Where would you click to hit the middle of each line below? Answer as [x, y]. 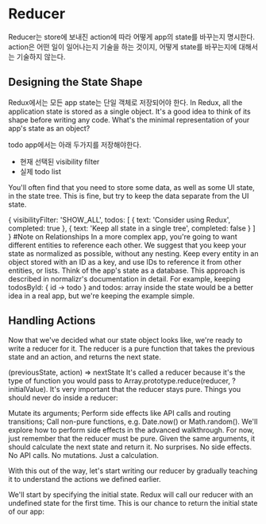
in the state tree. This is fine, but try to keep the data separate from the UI [129, 196]
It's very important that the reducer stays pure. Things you [145, 389]
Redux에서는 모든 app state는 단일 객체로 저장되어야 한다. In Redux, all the [125, 102]
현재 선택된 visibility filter [60, 161]
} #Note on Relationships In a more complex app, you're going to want [123, 236]
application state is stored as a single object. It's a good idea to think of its [130, 111]
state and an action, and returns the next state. [85, 357]
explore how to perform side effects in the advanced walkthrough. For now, [131, 429]
